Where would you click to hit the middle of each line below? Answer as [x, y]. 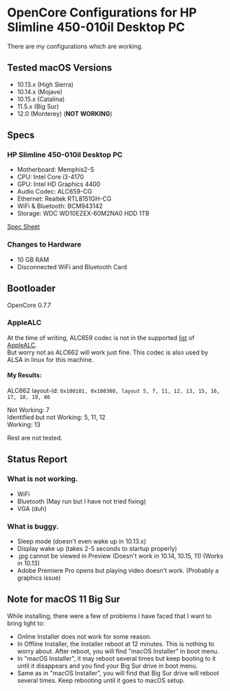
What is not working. [43, 479]
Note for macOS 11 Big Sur [64, 599]
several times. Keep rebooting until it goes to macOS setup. [101, 680]
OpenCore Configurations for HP [102, 13]
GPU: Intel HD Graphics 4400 [59, 184]
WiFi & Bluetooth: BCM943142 [60, 206]
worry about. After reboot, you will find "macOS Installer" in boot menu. [118, 651]
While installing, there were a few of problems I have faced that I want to [109, 615]
